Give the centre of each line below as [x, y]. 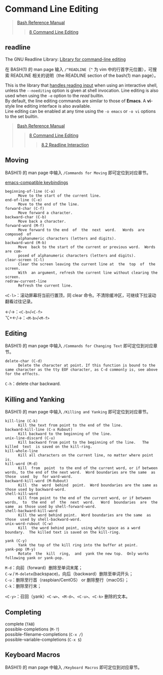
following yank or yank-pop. [35, 558]
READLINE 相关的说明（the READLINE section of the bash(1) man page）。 [84, 75]
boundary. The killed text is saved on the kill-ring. [63, 532]
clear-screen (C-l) [25, 260]
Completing [23, 612]
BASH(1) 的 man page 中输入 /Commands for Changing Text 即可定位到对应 [79, 346]
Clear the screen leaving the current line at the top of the [87, 264]
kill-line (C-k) [21, 421]
